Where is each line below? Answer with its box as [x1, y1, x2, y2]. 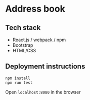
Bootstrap [12, 42, 33, 48]
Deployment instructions [5, 62, 85, 71]
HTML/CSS [12, 48, 36, 53]
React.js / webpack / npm [12, 37, 66, 43]
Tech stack [5, 23, 41, 32]
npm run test [5, 80, 33, 85]
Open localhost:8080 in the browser [5, 89, 81, 95]
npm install [5, 76, 30, 81]
